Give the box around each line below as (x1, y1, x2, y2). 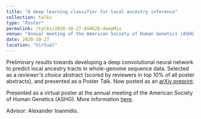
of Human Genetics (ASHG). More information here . (6, 95, 133, 102)
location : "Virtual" (6, 42, 58, 48)
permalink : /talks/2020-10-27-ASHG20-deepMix (6, 25, 121, 32)
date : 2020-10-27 (6, 36, 50, 42)
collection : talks (6, 14, 52, 20)
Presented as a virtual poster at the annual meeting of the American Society (6, 89, 193, 96)
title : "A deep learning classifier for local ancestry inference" (6, 8, 178, 15)
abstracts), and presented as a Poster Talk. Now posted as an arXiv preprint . (6, 77, 194, 84)
